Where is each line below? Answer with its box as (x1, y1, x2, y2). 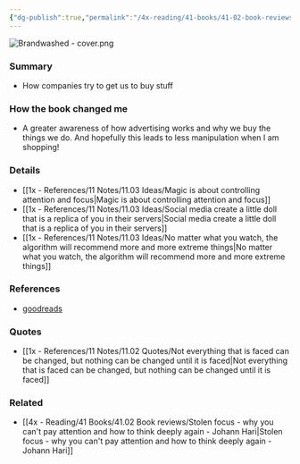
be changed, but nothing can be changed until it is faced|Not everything (21, 355, 288, 367)
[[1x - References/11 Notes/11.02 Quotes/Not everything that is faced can (21, 346, 290, 357)
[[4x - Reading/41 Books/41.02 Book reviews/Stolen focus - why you (21, 417, 274, 427)
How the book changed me (9, 102, 128, 114)
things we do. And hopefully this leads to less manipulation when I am (21, 132, 279, 143)
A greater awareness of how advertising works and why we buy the (21, 122, 271, 134)
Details (9, 165, 41, 177)
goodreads (21, 303, 62, 314)
